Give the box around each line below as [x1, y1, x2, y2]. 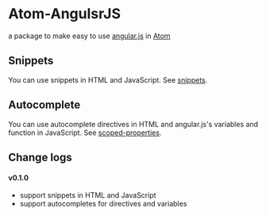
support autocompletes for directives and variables [19, 199, 187, 209]
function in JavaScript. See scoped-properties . [8, 128, 162, 137]
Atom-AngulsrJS [8, 5, 121, 23]
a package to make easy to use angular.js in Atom [8, 31, 171, 40]
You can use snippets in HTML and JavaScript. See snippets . [8, 75, 208, 84]
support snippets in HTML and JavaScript [19, 191, 156, 200]
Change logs [8, 150, 73, 164]
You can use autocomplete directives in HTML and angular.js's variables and [8, 119, 259, 129]
